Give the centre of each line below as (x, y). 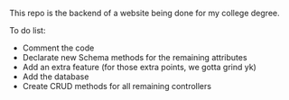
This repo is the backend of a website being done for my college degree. (144, 13)
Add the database (56, 77)
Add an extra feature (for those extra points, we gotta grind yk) (140, 67)
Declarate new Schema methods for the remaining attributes (135, 57)
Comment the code (58, 48)
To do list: (28, 30)
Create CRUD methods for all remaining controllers (117, 86)
